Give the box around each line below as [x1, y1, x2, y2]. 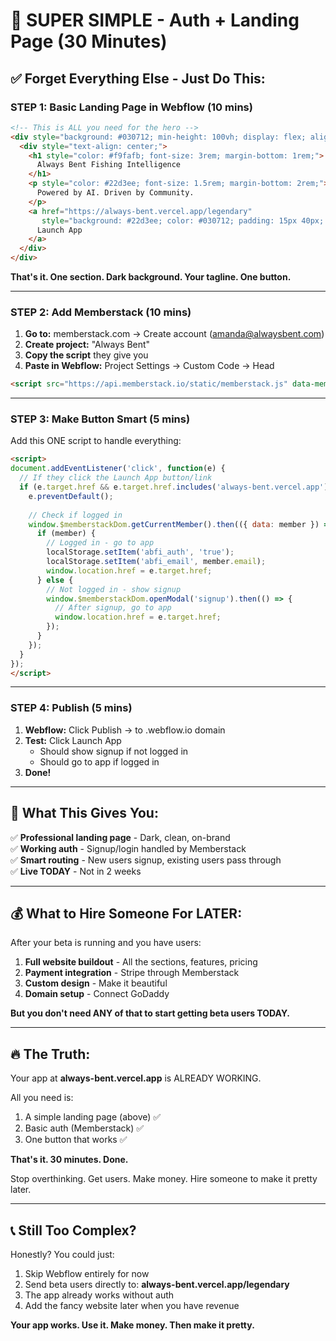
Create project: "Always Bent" [24, 339, 151, 351]
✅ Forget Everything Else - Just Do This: [10, 70, 266, 87]
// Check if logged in [28, 510, 123, 520]
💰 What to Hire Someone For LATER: [10, 905, 243, 922]
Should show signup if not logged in [39, 745, 189, 757]
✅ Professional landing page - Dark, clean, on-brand [10, 831, 231, 843]
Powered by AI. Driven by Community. [36, 188, 195, 198]
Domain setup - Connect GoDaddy [24, 988, 170, 1000]
